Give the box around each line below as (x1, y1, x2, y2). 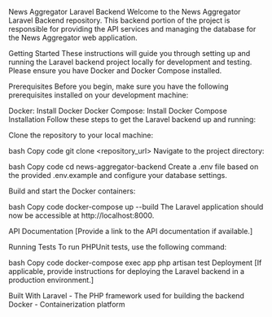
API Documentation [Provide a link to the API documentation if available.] (8, 227, 253, 236)
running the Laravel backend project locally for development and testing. (8, 57, 252, 67)
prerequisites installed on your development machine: (8, 90, 189, 100)
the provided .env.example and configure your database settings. (8, 171, 228, 180)
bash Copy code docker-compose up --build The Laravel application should (8, 202, 264, 211)
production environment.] (8, 276, 94, 284)
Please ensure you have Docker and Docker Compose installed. (8, 66, 222, 76)
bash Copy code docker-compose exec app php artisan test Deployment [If (8, 258, 262, 267)
